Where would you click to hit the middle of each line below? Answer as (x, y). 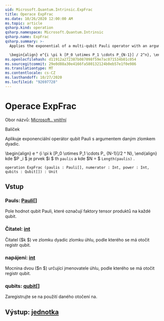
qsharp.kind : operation (29, 28)
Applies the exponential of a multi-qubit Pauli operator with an (78, 46)
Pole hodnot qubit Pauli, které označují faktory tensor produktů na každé (78, 211)
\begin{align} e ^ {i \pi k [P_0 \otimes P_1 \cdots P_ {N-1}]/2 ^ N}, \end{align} (81, 153)
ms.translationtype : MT (29, 68)
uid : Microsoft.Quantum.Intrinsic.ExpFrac (49, 10)
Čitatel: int (18, 229)
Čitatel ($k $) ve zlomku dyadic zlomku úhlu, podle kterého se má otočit (77, 239)
